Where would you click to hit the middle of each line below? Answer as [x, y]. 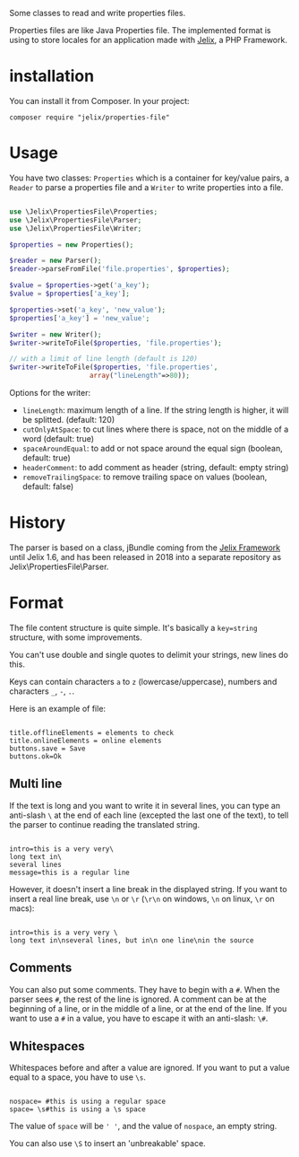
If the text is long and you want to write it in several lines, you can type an [145, 805]
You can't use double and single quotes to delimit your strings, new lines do [149, 654]
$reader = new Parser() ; [56, 261]
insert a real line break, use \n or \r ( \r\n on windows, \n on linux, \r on [142, 898]
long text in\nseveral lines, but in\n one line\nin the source [132, 940]
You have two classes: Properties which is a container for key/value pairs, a [149, 178]
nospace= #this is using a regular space [88, 1102]
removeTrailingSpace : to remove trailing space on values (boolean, [145, 477]
